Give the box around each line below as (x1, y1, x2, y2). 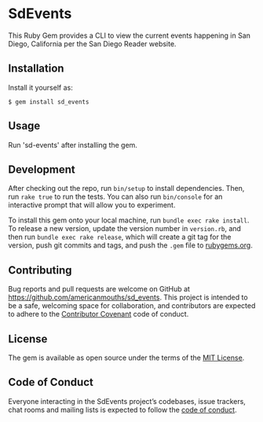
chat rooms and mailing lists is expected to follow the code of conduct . (8, 405, 237, 414)
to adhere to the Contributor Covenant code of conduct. (8, 310, 189, 319)
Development (8, 163, 76, 176)
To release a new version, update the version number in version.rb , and (8, 224, 242, 233)
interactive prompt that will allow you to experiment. (8, 200, 176, 210)
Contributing (8, 263, 72, 277)
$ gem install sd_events (8, 97, 89, 106)
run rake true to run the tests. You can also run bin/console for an (8, 192, 223, 201)
